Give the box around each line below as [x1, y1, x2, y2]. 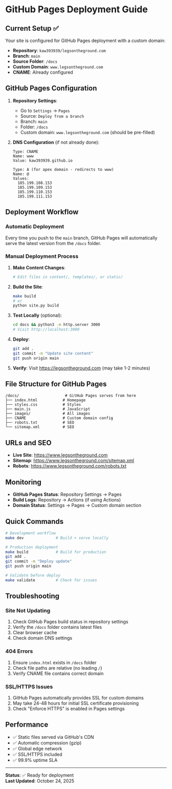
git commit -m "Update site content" [12, 350, 94, 356]
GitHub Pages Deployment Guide [5, 4, 148, 15]
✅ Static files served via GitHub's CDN [12, 734, 94, 740]
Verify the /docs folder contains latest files [12, 624, 102, 630]
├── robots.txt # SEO [5, 420, 74, 425]
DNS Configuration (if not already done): [12, 139, 100, 145]
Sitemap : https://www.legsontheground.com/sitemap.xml [12, 457, 135, 464]
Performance [5, 720, 49, 729]
